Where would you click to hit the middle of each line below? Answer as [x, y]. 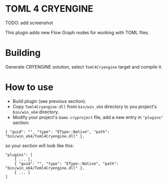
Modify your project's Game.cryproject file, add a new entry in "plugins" [88, 117]
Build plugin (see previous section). [49, 101]
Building [23, 53]
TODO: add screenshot [29, 23]
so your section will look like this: [40, 145]
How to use [29, 87]
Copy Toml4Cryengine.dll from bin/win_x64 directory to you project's [85, 106]
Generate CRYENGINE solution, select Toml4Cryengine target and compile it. [84, 67]
